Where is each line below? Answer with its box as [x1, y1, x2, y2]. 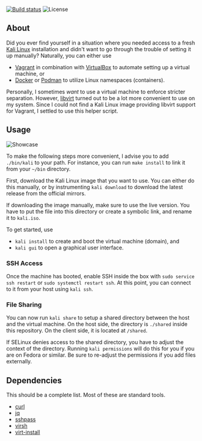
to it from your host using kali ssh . [6, 285, 93, 292]
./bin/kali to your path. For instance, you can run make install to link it [6, 158, 185, 166]
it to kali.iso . [6, 214, 41, 221]
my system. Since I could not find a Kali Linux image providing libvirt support [6, 101, 196, 108]
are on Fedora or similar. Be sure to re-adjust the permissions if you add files [6, 351, 196, 358]
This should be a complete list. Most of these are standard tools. [6, 392, 165, 399]
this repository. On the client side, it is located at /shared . [6, 327, 148, 334]
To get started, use [6, 226, 53, 233]
